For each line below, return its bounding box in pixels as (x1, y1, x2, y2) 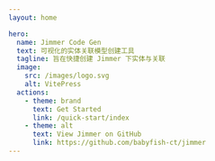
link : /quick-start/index (31, 113, 130, 122)
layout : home (8, 13, 58, 22)
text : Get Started (31, 104, 102, 113)
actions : (16, 87, 49, 97)
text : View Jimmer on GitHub (31, 130, 142, 139)
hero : (8, 29, 29, 39)
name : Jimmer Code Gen (16, 38, 102, 47)
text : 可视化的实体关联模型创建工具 (16, 46, 135, 55)
